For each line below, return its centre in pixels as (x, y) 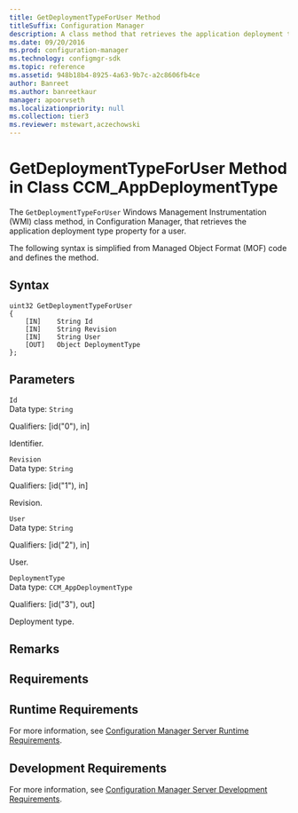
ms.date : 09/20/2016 (47, 42)
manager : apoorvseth (47, 100)
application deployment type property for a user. (98, 231)
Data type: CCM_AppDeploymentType (71, 587)
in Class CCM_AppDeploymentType (144, 188)
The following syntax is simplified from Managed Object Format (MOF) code (148, 248)
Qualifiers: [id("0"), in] (50, 426)
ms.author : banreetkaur (53, 91)
